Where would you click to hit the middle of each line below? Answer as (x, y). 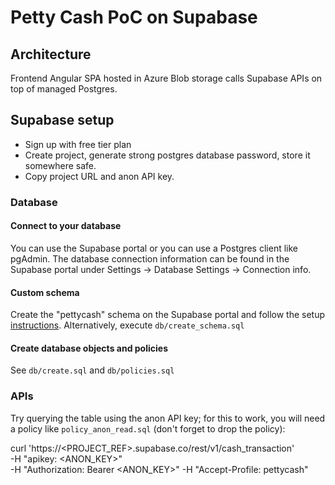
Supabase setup (62, 120)
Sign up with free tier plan (78, 144)
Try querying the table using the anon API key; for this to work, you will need (168, 418)
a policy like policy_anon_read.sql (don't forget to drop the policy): (148, 428)
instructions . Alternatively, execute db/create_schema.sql (127, 325)
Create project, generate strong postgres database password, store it (167, 155)
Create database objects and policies (89, 348)
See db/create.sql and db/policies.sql (92, 370)
